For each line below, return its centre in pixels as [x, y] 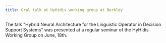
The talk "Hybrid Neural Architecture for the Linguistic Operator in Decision [83, 24]
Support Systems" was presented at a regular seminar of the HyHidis [77, 30]
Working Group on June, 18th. [36, 35]
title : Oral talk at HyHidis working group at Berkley [64, 10]
